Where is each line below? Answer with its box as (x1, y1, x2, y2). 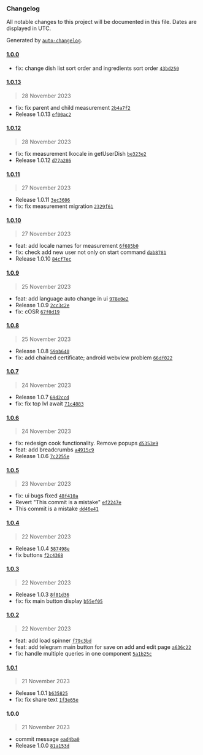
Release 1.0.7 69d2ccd (15, 393, 69, 400)
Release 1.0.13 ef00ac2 (15, 110, 72, 118)
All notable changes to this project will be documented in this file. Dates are (6, 18, 197, 26)
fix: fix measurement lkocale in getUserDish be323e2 (15, 150, 147, 157)
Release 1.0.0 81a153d (15, 742, 70, 749)
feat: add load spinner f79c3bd (15, 637, 92, 644)
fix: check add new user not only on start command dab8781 (15, 248, 167, 256)
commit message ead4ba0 (15, 735, 80, 743)
